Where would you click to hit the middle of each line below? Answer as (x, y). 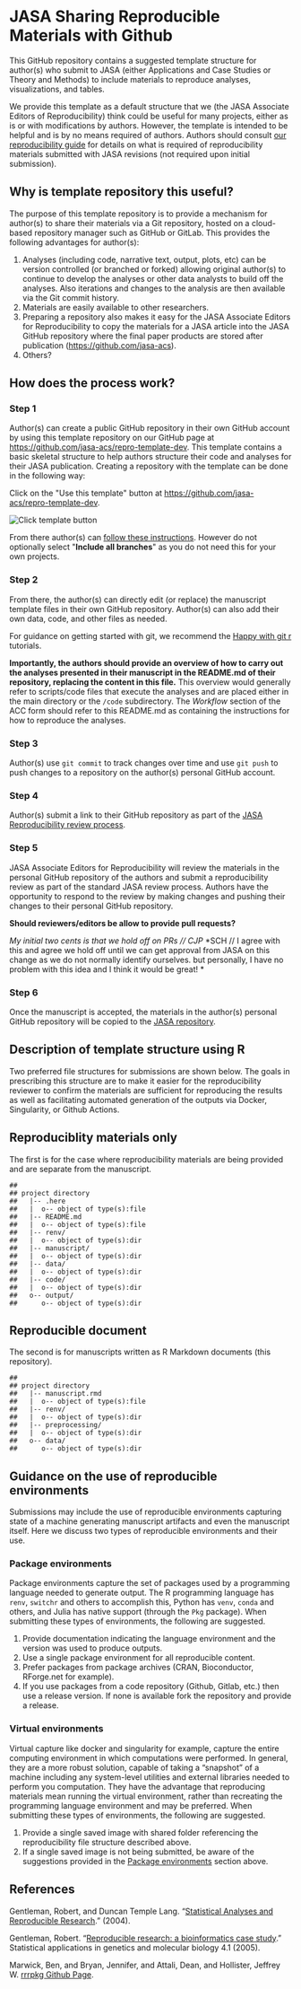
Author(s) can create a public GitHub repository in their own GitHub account (150, 428)
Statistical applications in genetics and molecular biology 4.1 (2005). (135, 1947)
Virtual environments (56, 1729)
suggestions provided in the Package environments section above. (145, 1861)
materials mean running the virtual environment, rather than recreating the (146, 1796)
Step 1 (23, 408)
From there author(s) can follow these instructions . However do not (133, 538)
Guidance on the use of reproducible (113, 1476)
